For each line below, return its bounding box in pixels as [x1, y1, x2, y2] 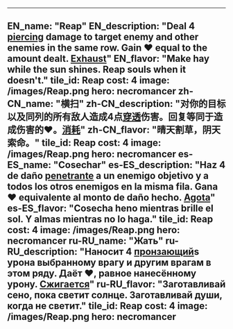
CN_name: [7, 98, 54, 110]
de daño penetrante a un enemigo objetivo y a [7, 170, 209, 182]
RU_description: [7, 246, 78, 258]
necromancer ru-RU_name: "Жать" [7, 235, 164, 247]
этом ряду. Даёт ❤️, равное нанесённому [7, 268, 196, 280]
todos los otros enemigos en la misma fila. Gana [7, 181, 218, 193]
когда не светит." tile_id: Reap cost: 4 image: [7, 300, 208, 312]
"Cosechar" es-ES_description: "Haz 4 [53, 159, 226, 171]
